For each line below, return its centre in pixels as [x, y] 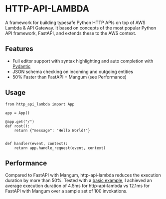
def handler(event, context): [37, 143]
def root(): [17, 126]
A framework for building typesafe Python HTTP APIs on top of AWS [75, 22]
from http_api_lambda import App [40, 104]
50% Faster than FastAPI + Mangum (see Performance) [70, 77]
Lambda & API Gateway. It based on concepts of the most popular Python [81, 27]
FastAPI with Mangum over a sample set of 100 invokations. [66, 191]
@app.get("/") [20, 121]
